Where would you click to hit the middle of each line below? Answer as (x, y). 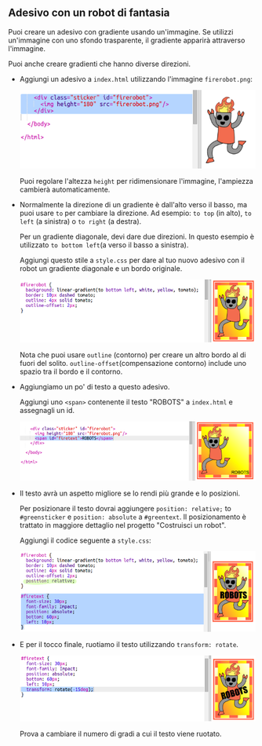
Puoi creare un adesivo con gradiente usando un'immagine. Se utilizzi (121, 31)
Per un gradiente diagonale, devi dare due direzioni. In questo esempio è (137, 236)
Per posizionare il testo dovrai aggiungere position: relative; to (125, 508)
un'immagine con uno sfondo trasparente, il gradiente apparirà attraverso (127, 40)
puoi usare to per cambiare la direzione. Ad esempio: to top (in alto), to (136, 213)
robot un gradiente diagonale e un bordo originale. (101, 268)
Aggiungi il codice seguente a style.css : (85, 540)
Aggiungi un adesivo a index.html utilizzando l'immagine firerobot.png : (136, 79)
